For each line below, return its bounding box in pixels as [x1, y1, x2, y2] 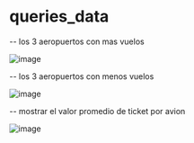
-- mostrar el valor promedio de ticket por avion [9, 105, 186, 116]
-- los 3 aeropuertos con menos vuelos [9, 70, 154, 82]
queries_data [9, 6, 110, 27]
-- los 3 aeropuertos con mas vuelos [9, 36, 145, 47]
